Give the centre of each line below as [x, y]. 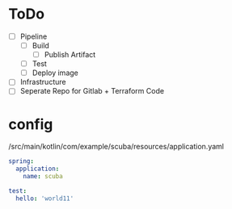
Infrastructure [43, 82]
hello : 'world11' [45, 199]
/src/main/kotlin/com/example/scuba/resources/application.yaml [116, 147]
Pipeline [34, 36]
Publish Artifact [70, 55]
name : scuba [43, 177]
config [31, 124]
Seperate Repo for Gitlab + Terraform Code [92, 91]
